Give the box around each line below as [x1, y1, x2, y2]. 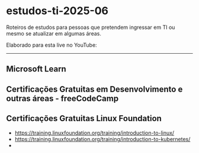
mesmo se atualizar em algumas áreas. [6, 30, 102, 37]
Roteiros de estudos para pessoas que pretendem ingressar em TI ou [6, 24, 175, 31]
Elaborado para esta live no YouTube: [6, 41, 97, 48]
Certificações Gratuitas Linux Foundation [6, 113, 162, 123]
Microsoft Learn [6, 64, 66, 74]
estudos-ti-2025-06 [6, 4, 108, 18]
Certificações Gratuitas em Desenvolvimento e [6, 84, 183, 94]
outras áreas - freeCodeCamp [6, 93, 119, 103]
